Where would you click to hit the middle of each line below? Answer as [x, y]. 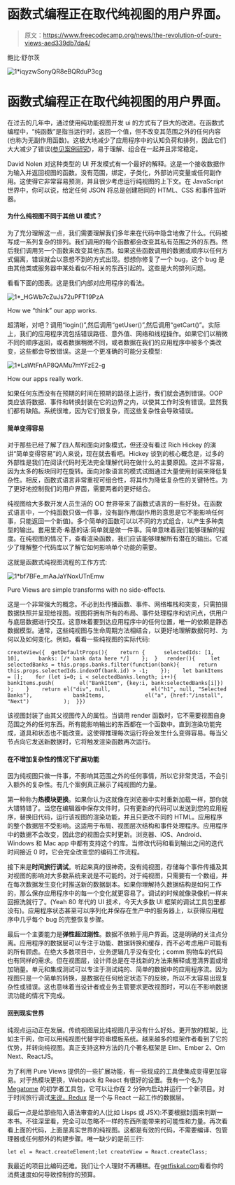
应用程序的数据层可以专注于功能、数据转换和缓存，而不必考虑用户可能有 [123, 943]
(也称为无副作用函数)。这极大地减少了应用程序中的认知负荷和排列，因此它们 [117, 140]
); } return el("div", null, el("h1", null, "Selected [117, 689]
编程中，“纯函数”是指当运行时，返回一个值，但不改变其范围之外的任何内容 [114, 131]
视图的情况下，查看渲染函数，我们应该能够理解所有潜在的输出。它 [126, 539]
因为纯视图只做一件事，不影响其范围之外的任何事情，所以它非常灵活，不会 [114, 776]
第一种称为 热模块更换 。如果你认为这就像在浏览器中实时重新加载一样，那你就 [117, 800]
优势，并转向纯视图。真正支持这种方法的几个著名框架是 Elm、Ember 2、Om [116, 1047]
